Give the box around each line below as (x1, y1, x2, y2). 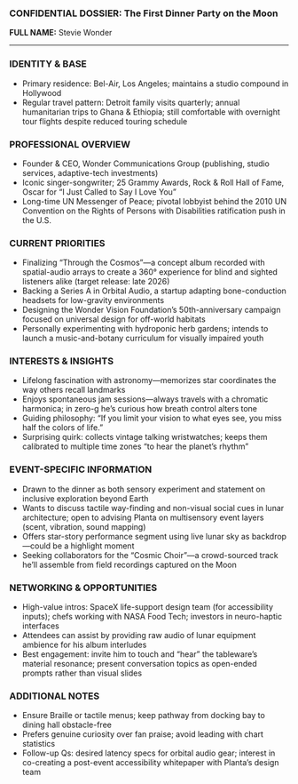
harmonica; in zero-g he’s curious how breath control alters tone (21, 404, 257, 414)
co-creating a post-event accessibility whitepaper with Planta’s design (21, 757, 279, 768)
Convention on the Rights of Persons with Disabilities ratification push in (21, 205, 286, 216)
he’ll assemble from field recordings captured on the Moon (21, 559, 238, 570)
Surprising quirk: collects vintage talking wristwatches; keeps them (21, 432, 268, 443)
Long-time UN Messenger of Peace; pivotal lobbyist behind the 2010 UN (21, 196, 287, 206)
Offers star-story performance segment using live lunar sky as (21, 531, 250, 541)
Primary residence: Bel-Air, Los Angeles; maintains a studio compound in (21, 78, 289, 89)
